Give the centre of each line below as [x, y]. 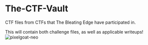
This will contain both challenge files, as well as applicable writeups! [74, 32]
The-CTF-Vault [37, 9]
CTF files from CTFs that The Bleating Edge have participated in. [71, 22]
